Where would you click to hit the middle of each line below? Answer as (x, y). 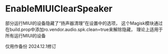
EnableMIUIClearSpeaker (59, 9)
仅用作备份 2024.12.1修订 (31, 46)
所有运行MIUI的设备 (26, 35)
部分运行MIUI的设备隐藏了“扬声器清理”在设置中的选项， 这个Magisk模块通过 (84, 23)
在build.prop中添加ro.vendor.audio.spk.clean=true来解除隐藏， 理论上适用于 (84, 29)
